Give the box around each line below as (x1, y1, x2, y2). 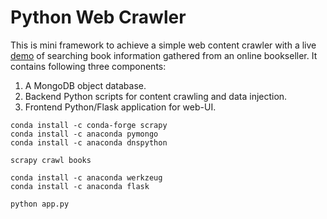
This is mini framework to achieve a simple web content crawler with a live (10, 39, 317, 51)
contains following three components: (10, 60, 167, 72)
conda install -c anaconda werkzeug (10, 172, 163, 183)
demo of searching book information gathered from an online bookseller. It (10, 49, 318, 61)
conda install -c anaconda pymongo (10, 129, 159, 139)
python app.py (10, 199, 70, 209)
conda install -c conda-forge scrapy (10, 120, 168, 130)
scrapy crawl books (10, 155, 92, 165)
